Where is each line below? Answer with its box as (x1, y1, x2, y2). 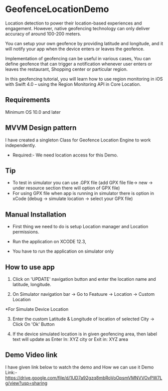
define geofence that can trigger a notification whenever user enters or (5, 61, 152, 67)
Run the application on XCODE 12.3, (12, 239, 86, 245)
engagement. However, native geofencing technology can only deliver (5, 25, 150, 31)
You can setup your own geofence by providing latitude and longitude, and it (5, 40, 163, 46)
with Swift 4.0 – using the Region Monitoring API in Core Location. (5, 81, 141, 87)
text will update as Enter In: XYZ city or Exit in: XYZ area (12, 336, 128, 342)
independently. (5, 142, 36, 148)
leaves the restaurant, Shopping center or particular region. (5, 66, 128, 72)
